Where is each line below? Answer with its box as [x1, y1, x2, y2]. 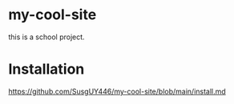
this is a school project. [8, 32, 86, 42]
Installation [8, 60, 85, 78]
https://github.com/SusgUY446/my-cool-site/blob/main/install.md [8, 86, 226, 96]
